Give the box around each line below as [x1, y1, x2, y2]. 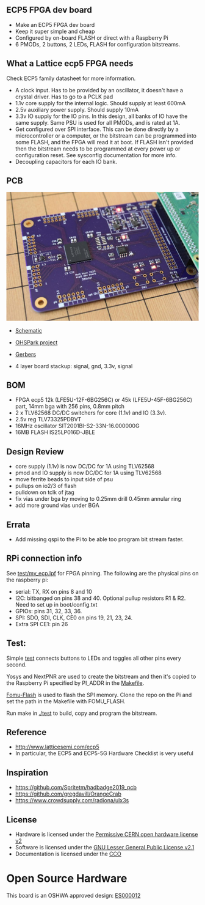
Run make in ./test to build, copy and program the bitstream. [6, 709, 157, 717]
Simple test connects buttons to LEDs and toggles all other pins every [6, 654, 181, 662]
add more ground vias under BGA [15, 501, 99, 509]
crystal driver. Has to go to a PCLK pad [15, 93, 113, 100]
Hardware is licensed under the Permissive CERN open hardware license [15, 831, 198, 838]
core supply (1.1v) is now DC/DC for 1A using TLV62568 [15, 463, 154, 470]
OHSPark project [15, 339, 58, 346]
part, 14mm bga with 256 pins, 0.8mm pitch [15, 403, 125, 410]
